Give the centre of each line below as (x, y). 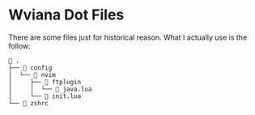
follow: (19, 45)
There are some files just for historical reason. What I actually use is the (128, 37)
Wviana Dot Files (66, 15)
